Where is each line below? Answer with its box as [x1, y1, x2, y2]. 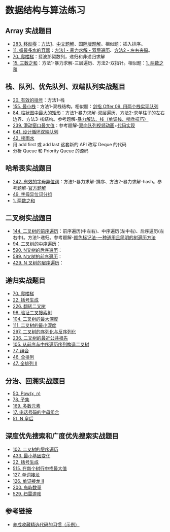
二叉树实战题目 [5, 214, 52, 222]
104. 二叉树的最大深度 [12, 316, 58, 322]
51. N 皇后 [12, 416, 34, 422]
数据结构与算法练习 [5, 5, 86, 16]
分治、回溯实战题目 [5, 377, 65, 385]
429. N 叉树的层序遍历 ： [12, 260, 64, 266]
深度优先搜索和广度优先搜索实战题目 [5, 432, 119, 441]
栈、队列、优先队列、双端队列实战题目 [5, 82, 125, 91]
